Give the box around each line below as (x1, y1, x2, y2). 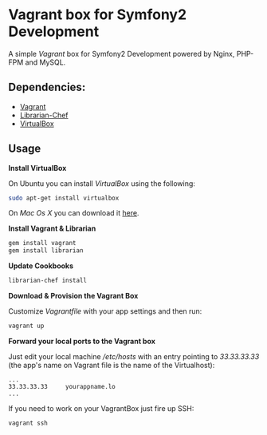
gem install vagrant (8, 239, 77, 247)
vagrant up (8, 322, 45, 330)
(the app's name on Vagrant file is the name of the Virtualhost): (8, 360, 215, 370)
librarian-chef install (8, 277, 88, 285)
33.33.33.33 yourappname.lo (8, 382, 116, 390)
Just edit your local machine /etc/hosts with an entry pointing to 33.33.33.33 (8, 351, 260, 361)
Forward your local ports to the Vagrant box (8, 336, 155, 346)
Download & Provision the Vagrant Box (8, 291, 139, 301)
